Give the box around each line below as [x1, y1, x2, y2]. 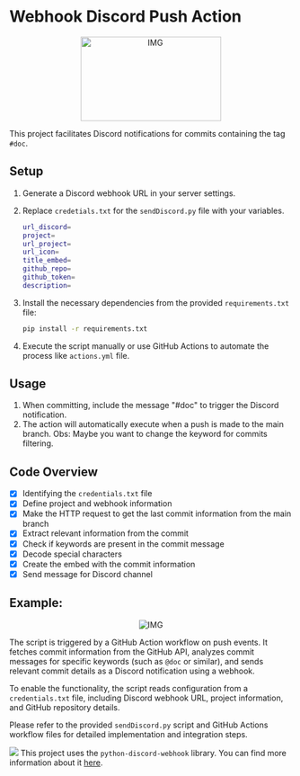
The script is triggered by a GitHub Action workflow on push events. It [9, 637, 268, 647]
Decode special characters [22, 549, 123, 559]
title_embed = [22, 256, 72, 265]
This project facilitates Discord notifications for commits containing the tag [9, 128, 286, 138]
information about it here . [9, 757, 103, 768]
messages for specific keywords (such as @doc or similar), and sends [9, 656, 264, 666]
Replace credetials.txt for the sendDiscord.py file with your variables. [22, 205, 285, 216]
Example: [9, 595, 63, 611]
